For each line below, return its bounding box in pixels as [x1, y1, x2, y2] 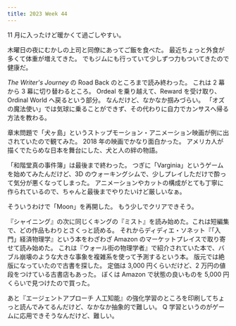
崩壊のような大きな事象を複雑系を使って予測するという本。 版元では [19, 252, 219, 261]
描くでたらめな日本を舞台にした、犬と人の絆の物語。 [7, 146, 162, 154]
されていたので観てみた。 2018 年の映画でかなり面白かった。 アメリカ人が [7, 137, 224, 145]
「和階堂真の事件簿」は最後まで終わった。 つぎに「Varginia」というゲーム [7, 161, 224, 169]
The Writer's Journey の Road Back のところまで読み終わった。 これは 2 [7, 78, 217, 87]
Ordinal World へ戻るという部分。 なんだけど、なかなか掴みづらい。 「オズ [7, 96, 225, 104]
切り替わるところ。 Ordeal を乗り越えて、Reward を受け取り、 [39, 87, 221, 95]
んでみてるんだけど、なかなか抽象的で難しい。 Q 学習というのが [25, 302, 213, 311]
